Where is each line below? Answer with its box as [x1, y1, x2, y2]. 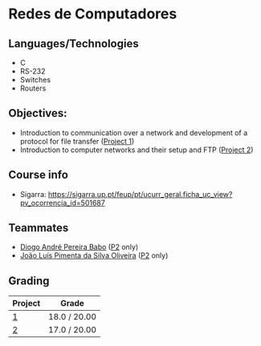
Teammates [8, 221, 69, 235]
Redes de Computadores [8, 5, 177, 23]
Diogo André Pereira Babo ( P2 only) [19, 242, 139, 252]
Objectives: [8, 107, 67, 120]
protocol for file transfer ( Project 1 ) [19, 136, 135, 146]
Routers [19, 83, 47, 93]
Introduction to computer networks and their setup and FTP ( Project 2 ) [19, 145, 254, 155]
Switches [19, 75, 51, 84]
